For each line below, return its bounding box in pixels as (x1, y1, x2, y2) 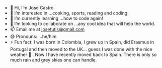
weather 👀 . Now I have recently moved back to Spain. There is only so (10, 51, 157, 57)
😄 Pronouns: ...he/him (10, 33, 57, 39)
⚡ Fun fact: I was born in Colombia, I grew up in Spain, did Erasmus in (10, 39, 154, 45)
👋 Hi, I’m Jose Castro (10, 5, 54, 10)
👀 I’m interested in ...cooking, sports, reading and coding (10, 10, 128, 16)
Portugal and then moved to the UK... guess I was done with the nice (10, 46, 152, 52)
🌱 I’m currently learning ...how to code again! (10, 15, 103, 21)
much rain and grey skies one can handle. (10, 57, 97, 62)
